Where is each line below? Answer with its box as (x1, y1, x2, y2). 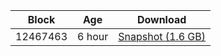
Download (136, 13, 187, 26)
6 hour (77, 30, 109, 43)
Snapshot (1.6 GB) (118, 30, 206, 43)
